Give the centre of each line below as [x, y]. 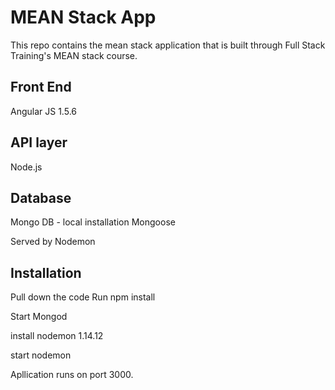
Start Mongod [39, 317]
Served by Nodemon [53, 242]
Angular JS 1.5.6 [43, 111]
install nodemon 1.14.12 [57, 336]
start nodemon [41, 355]
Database [41, 197]
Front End [41, 87]
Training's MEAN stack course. [74, 55]
